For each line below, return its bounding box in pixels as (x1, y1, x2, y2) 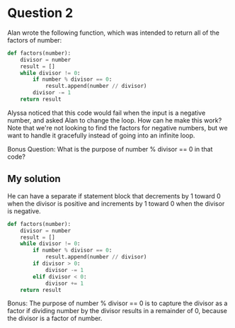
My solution (7, 173, 62, 185)
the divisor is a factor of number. (7, 314, 103, 323)
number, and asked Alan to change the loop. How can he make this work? (7, 115, 222, 125)
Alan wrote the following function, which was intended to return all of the (7, 28, 219, 37)
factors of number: (7, 35, 62, 44)
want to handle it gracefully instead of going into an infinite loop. (7, 131, 195, 140)
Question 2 (7, 5, 74, 21)
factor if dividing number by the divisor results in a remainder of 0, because (7, 307, 228, 315)
